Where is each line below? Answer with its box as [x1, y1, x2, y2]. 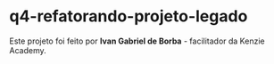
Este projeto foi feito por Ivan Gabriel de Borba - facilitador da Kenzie [9, 36, 265, 46]
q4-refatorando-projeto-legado [9, 6, 248, 27]
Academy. [9, 44, 46, 55]
